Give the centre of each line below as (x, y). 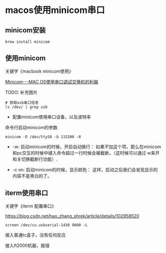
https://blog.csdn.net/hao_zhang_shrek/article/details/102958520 (72, 216)
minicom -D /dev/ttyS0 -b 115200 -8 (43, 137)
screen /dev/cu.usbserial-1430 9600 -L (46, 225)
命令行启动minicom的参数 (31, 127)
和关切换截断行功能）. (35, 159)
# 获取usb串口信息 (22, 102)
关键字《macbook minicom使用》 (39, 71)
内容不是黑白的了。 (32, 176)
